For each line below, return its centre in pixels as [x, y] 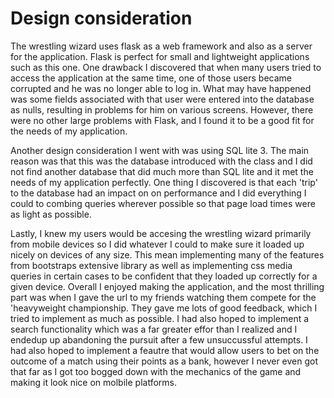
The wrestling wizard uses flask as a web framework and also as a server [161, 46]
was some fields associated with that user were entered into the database [162, 99]
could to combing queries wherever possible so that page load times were [163, 203]
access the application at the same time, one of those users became [151, 78]
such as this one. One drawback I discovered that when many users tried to [166, 67]
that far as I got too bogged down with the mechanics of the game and [156, 371]
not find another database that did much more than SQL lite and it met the [162, 171]
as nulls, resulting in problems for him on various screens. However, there [162, 109]
